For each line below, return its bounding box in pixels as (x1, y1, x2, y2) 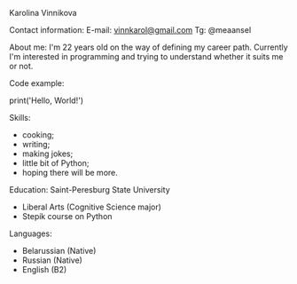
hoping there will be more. (21, 168, 118, 177)
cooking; (21, 130, 55, 140)
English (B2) (21, 264, 67, 274)
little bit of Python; (21, 158, 90, 168)
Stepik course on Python (21, 211, 113, 221)
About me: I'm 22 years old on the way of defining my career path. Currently (9, 42, 288, 52)
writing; (21, 139, 51, 149)
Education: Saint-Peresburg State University (9, 185, 170, 194)
